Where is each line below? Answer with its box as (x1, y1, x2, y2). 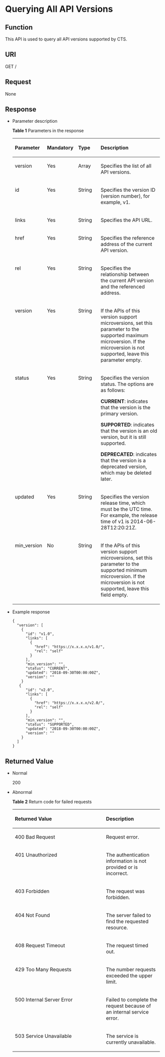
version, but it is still (100, 434, 146, 441)
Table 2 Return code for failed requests (12, 799, 92, 805)
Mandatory (47, 144, 74, 151)
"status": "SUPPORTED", (25, 722, 75, 727)
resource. (106, 924, 128, 931)
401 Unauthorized (14, 851, 57, 858)
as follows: (100, 387, 125, 394)
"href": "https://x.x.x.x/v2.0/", (34, 701, 105, 705)
